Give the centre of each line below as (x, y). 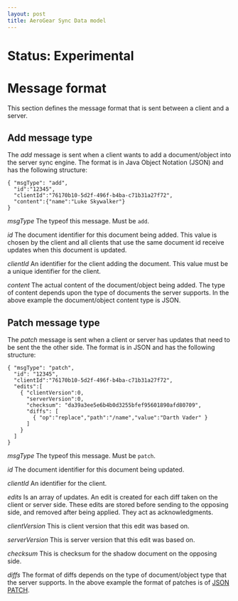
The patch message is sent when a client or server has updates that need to (119, 340)
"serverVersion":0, (55, 399)
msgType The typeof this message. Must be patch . (82, 456)
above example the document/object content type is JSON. (94, 300)
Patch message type (54, 323)
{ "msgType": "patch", (41, 368)
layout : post (27, 14)
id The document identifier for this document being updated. (96, 469)
